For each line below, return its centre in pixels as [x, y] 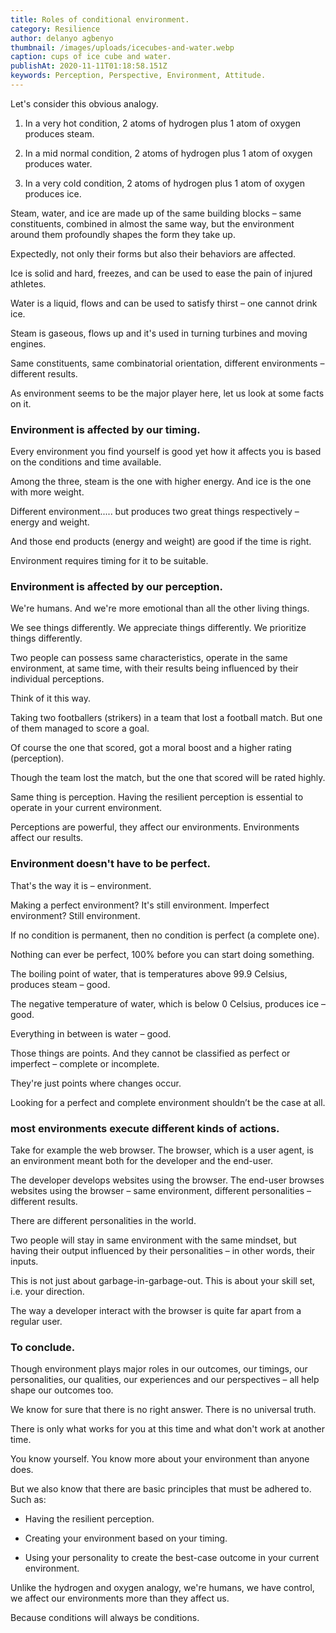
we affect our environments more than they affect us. [120, 1598]
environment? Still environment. [75, 915]
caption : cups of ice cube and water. [91, 57]
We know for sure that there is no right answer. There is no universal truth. [163, 1410]
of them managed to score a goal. [80, 728]
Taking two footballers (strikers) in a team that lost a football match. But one [166, 718]
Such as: [28, 1500]
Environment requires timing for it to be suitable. [109, 561]
